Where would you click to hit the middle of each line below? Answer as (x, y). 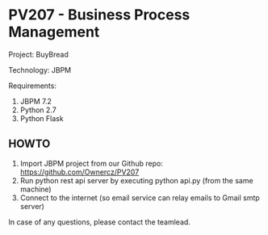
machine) (36, 189)
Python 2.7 (38, 110)
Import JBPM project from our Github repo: (91, 163)
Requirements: (32, 86)
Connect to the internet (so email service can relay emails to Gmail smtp (140, 197)
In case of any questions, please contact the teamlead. (100, 222)
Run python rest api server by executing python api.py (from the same (136, 180)
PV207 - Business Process (99, 15)
